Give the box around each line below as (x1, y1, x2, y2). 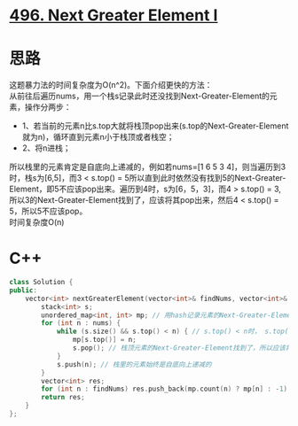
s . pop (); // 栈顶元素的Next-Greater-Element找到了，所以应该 (72, 344, 286, 352)
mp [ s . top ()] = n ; (72, 336, 137, 345)
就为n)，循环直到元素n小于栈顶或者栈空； (21, 132, 175, 143)
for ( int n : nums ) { (41, 319, 122, 328)
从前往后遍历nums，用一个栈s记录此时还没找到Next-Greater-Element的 (9, 90, 271, 102)
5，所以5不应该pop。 (9, 205, 88, 217)
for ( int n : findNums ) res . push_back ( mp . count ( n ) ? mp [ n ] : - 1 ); (41, 384, 292, 394)
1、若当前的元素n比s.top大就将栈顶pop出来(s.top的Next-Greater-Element (21, 120, 289, 131)
